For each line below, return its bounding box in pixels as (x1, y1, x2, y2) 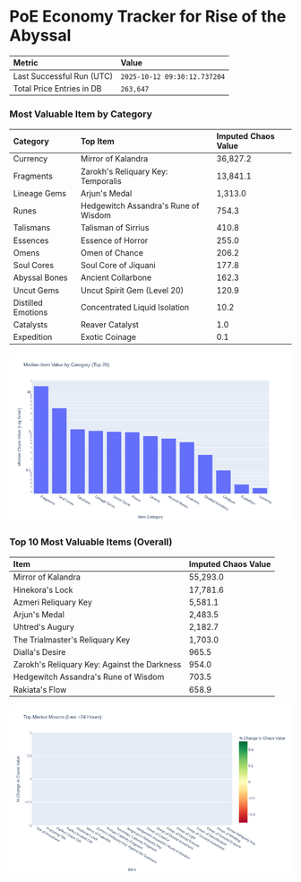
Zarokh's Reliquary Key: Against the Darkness (13, 659, 182, 670)
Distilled (13, 297, 43, 308)
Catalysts (13, 319, 48, 330)
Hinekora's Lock (13, 584, 73, 595)
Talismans (13, 223, 51, 233)
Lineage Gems (13, 188, 67, 198)
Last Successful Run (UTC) (13, 70, 114, 82)
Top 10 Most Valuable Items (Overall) (9, 536, 173, 548)
